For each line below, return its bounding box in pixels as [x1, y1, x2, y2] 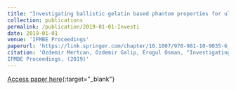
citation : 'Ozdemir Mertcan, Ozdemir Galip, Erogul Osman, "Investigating [7, 50, 231, 57]
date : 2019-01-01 [7, 29, 58, 37]
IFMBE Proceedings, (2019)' [7, 56, 90, 63]
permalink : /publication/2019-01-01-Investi [7, 23, 140, 30]
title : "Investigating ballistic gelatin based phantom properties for [7, 10, 221, 17]
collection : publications [7, 17, 83, 24]
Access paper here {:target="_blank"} [7, 75, 115, 83]
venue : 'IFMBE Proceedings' [7, 36, 90, 43]
